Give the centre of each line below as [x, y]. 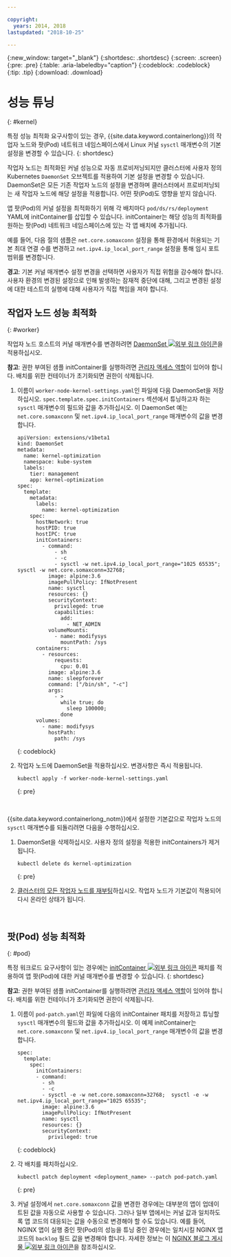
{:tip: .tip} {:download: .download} [55, 72]
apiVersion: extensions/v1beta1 [63, 438]
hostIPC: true [56, 534]
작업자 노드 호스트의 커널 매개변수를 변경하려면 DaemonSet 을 [115, 344]
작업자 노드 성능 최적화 [52, 313]
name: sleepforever [76, 679]
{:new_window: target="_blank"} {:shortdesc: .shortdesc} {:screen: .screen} [114, 58]
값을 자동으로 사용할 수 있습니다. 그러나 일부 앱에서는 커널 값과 [113, 1212]
